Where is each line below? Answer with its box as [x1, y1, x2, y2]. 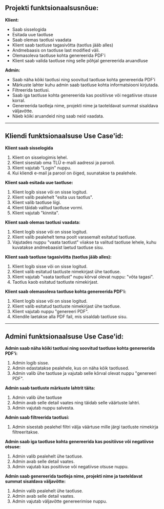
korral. [12, 97, 25, 103]
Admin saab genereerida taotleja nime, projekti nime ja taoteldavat [5, 473, 143, 479]
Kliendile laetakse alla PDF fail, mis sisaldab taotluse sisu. [12, 314, 128, 319]
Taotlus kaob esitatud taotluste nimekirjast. [12, 279, 99, 285]
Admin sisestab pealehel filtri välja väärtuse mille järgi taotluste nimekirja [12, 424, 159, 430]
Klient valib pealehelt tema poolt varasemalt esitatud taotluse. [12, 234, 137, 240]
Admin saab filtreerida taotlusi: [5, 414, 70, 420]
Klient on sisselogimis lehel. [12, 154, 68, 160]
